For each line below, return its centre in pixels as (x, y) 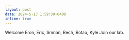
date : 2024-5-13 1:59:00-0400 (36, 14)
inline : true (18, 19)
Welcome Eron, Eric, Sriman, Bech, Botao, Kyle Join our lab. (65, 33)
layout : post (18, 10)
